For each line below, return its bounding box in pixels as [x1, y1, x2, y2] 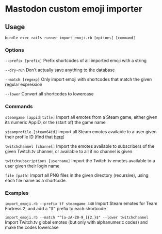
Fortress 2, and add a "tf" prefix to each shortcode [5, 205, 106, 211]
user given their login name [5, 163, 60, 169]
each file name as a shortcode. [5, 177, 67, 183]
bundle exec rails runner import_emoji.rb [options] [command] [5, 35, 136, 40]
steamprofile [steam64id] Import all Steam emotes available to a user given [5, 128, 157, 134]
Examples [5, 189, 29, 196]
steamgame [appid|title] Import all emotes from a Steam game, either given [5, 114, 158, 120]
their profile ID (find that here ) [5, 134, 65, 140]
